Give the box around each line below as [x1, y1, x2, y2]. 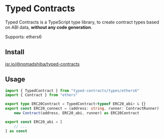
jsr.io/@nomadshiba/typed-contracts [5, 61, 80, 67]
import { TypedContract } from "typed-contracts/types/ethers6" [5, 88, 139, 93]
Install [5, 48, 25, 56]
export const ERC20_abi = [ [5, 119, 63, 124]
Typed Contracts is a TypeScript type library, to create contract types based [5, 19, 160, 25]
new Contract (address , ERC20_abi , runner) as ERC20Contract [14, 111, 139, 115]
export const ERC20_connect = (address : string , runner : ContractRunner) [5, 106, 160, 111]
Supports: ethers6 [5, 34, 42, 40]
